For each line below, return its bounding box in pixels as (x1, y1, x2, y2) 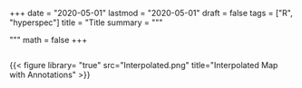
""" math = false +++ (9, 35, 88, 45)
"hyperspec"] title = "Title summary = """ (9, 17, 163, 28)
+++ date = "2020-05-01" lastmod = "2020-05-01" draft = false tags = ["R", (9, 8, 293, 18)
